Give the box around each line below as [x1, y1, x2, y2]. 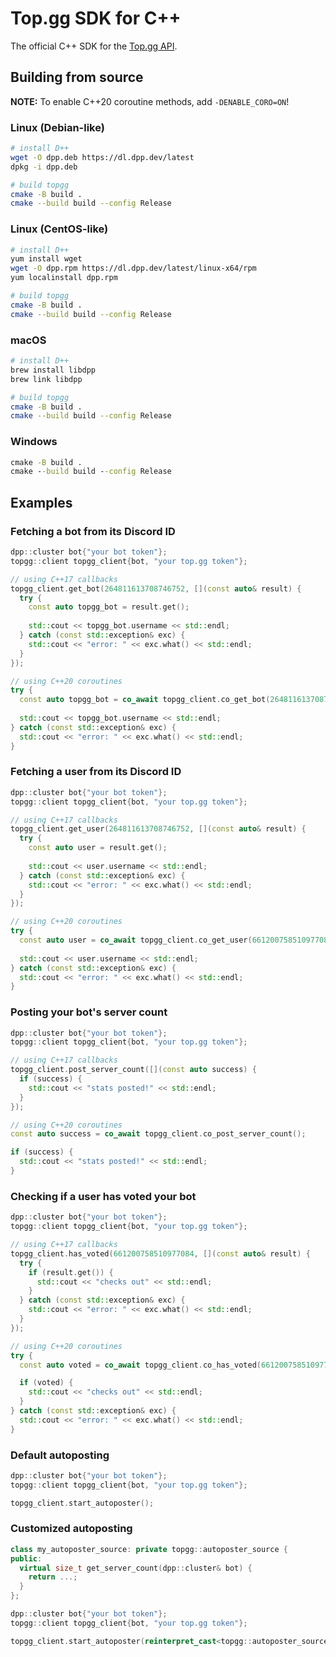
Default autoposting [10, 1448, 110, 1462]
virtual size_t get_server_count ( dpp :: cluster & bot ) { [19, 1563, 253, 1573]
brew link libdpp [10, 374, 83, 384]
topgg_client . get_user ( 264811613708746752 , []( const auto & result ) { [10, 824, 307, 834]
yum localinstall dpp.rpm [10, 273, 118, 283]
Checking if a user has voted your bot [10, 1189, 197, 1203]
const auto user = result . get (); [28, 843, 168, 853]
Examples [10, 494, 73, 511]
